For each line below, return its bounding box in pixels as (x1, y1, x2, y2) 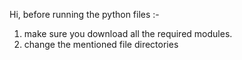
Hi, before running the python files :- (9, 9, 160, 20)
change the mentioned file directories (23, 39, 179, 50)
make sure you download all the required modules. (23, 28, 233, 39)
